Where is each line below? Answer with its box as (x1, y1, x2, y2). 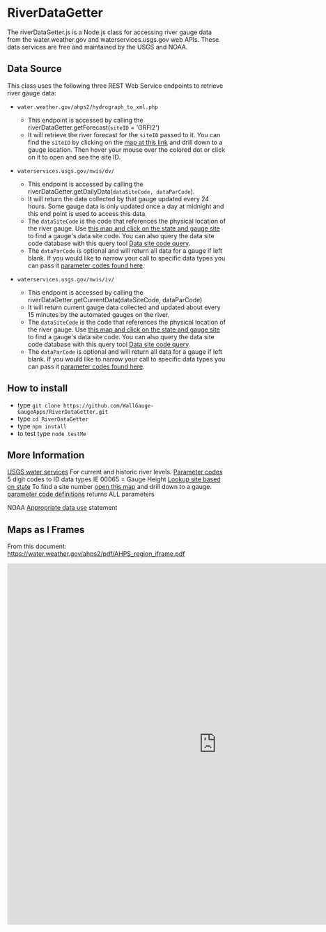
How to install (7, 382, 68, 394)
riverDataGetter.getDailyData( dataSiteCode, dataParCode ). (27, 187, 195, 196)
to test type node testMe (17, 429, 87, 437)
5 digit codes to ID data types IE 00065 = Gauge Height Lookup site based (7, 475, 221, 483)
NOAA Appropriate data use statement (7, 504, 118, 512)
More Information (7, 449, 85, 461)
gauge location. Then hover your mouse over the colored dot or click (27, 145, 225, 154)
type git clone (17, 401, 61, 409)
